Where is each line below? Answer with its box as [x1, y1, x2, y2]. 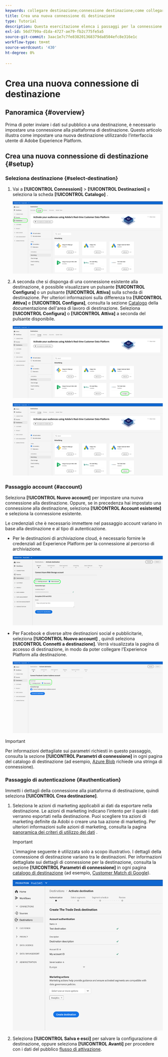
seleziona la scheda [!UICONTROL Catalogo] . [12, 192, 108, 198]
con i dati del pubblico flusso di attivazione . [12, 1046, 102, 1052]
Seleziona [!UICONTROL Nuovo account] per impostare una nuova [5, 495, 143, 501]
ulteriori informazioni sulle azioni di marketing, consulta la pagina [12, 824, 146, 830]
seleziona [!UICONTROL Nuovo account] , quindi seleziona [12, 636, 135, 642]
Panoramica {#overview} [5, 108, 85, 117]
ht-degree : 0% [5, 50, 35, 55]
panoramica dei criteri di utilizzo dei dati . [12, 829, 97, 835]
